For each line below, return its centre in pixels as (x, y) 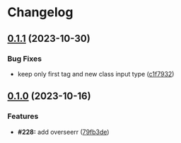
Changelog (40, 12)
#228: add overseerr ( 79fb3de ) (63, 132)
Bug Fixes (25, 59)
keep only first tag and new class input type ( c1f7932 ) (96, 74)
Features (23, 116)
